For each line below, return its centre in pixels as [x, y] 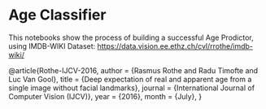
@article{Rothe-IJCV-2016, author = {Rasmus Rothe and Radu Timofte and [133, 70]
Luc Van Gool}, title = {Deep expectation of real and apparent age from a [130, 79]
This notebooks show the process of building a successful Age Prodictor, [131, 37]
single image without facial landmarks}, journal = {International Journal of [131, 88]
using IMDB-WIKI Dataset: [52, 46]
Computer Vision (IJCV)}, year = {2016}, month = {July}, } [105, 96]
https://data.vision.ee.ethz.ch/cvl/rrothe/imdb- [175, 46]
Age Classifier [57, 15]
